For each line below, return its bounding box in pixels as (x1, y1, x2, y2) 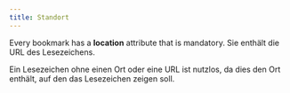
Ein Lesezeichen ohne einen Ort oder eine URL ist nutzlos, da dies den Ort (9, 64, 281, 74)
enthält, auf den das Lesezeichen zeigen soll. (9, 73, 175, 84)
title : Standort (9, 12, 69, 22)
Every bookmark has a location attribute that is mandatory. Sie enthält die (9, 37, 280, 48)
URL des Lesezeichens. (9, 46, 95, 58)
